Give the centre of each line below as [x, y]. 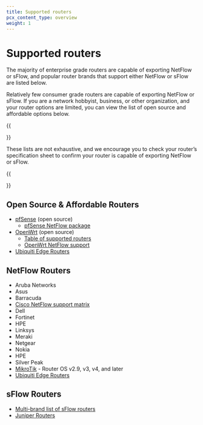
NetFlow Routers [38, 270]
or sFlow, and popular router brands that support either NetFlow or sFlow [98, 76]
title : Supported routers [39, 12]
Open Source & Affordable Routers [73, 205]
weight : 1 [19, 23]
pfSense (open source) [44, 219]
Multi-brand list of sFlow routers [55, 409]
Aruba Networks [35, 285]
